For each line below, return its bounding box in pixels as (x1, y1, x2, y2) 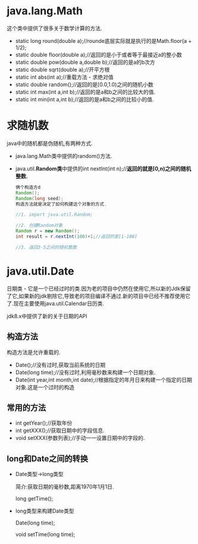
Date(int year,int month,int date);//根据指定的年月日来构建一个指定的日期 (15, 376, 193, 383)
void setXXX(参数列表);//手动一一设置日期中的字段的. (15, 434, 145, 442)
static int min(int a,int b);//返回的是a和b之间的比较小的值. (15, 95, 154, 102)
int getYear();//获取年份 (15, 419, 73, 427)
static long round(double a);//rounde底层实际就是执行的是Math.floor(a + (15, 37, 192, 44)
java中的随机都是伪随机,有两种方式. (7, 139, 93, 147)
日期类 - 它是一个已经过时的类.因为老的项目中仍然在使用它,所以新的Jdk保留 (7, 285, 191, 292)
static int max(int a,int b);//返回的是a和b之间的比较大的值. (15, 88, 156, 95)
